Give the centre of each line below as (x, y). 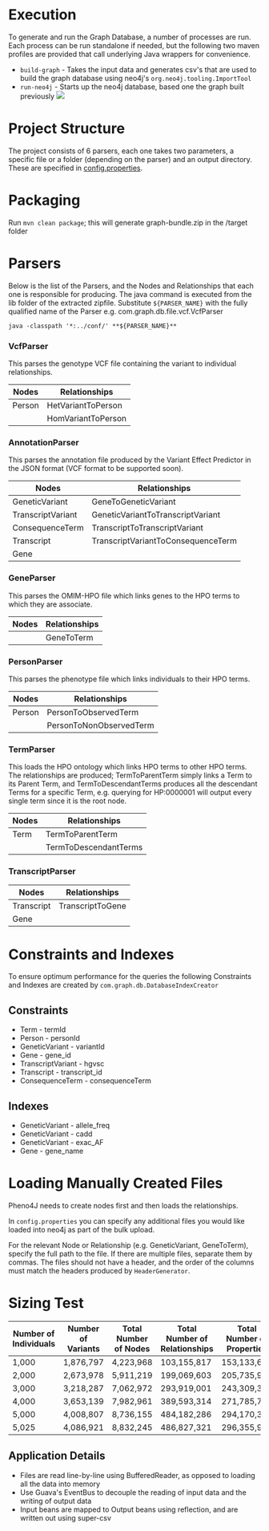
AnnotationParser (44, 442)
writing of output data (56, 1501)
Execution (42, 15)
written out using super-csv (66, 1517)
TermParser (32, 749)
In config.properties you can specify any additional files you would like (127, 1221)
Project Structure (67, 129)
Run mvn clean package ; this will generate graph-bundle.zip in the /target (128, 222)
